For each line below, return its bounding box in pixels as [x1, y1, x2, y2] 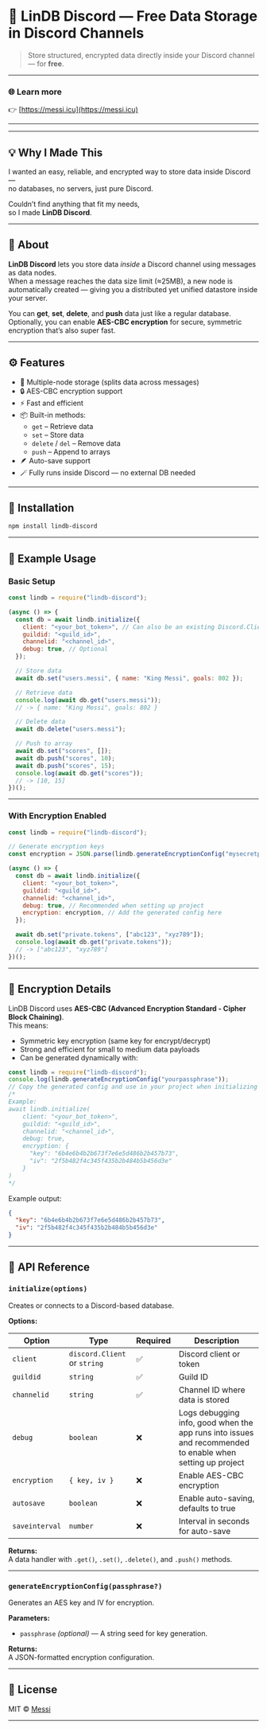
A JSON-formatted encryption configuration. [8, 1653, 155, 1662]
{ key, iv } [68, 1476, 114, 1485]
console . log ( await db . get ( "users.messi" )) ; [15, 696, 161, 704]
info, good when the [178, 1417, 253, 1428]
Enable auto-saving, [178, 1493, 255, 1504]
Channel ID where [178, 1384, 246, 1395]
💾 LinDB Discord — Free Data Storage [8, 7, 258, 25]
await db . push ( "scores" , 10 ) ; [15, 754, 115, 763]
